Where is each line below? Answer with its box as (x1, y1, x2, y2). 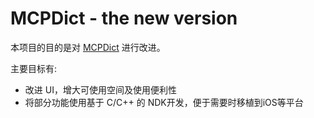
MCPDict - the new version (10, 7, 238, 30)
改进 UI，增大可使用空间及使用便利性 (24, 83, 177, 96)
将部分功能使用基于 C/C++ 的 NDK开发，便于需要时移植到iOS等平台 (24, 96, 304, 108)
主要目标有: (10, 62, 58, 74)
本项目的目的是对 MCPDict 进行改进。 (10, 41, 166, 53)
